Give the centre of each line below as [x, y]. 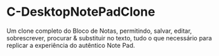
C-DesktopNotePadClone [81, 12]
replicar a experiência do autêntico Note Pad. [71, 45]
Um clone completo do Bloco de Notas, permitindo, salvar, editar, [99, 31]
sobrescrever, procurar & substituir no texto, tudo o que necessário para [109, 38]
